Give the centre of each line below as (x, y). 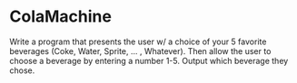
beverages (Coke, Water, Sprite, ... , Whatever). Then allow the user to (140, 51)
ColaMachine (60, 17)
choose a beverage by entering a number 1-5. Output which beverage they (149, 60)
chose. (22, 70)
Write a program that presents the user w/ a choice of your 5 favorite (138, 41)
